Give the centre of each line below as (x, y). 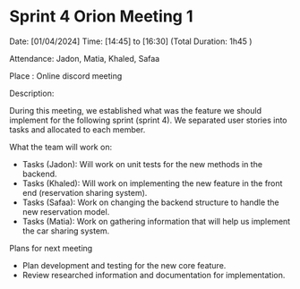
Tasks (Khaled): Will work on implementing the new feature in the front (152, 183)
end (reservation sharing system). (85, 192)
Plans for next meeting (51, 248)
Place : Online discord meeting (66, 76)
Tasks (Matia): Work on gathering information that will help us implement (156, 221)
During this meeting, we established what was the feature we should (136, 110)
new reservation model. (66, 211)
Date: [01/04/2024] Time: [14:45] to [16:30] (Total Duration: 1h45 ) (131, 41)
